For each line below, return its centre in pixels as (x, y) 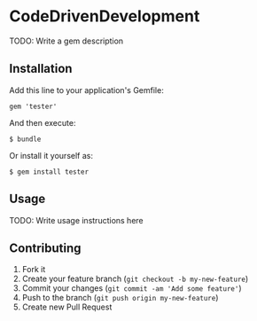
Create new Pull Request (67, 307)
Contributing (45, 248)
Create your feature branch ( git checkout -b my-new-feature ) (135, 279)
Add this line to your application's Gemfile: (86, 90)
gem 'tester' (33, 106)
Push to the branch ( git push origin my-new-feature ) (120, 298)
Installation (41, 69)
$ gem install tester (49, 172)
